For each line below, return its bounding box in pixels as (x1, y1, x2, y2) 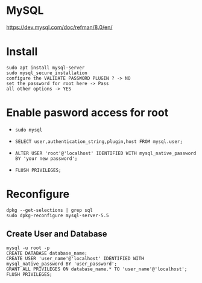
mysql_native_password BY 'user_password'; (6, 261, 118, 267)
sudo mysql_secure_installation (6, 70, 87, 76)
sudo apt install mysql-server (6, 65, 85, 71)
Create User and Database (6, 229, 107, 239)
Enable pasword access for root (6, 106, 169, 119)
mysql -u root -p (6, 245, 50, 251)
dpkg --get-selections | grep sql (6, 207, 93, 213)
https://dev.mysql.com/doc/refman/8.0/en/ (6, 24, 113, 31)
